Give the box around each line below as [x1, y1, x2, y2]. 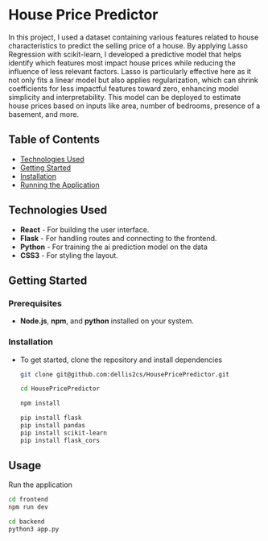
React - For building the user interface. [19, 224, 150, 235]
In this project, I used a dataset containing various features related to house [8, 32, 259, 42]
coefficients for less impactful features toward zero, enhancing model [8, 83, 239, 94]
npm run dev [8, 503, 48, 511]
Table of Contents [8, 133, 101, 147]
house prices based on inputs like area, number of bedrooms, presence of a [8, 101, 261, 110]
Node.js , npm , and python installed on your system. [19, 316, 195, 326]
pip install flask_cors [19, 436, 101, 444]
